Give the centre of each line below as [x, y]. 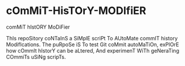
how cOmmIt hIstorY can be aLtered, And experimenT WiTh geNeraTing [93, 50]
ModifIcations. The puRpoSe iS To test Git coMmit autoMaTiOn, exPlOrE [93, 44]
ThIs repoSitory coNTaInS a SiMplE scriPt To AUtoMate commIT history [92, 38]
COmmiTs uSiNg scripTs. [36, 57]
